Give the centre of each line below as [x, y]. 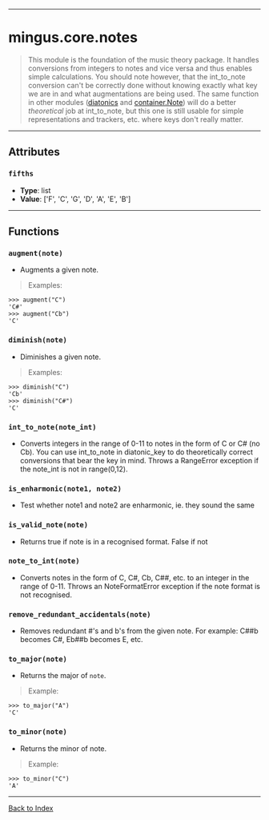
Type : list [35, 190]
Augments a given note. [59, 270]
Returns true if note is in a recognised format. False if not [114, 541]
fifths [21, 174]
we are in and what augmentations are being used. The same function [143, 94]
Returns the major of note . [63, 676]
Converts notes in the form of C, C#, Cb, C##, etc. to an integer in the [134, 577]
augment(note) [36, 253]
